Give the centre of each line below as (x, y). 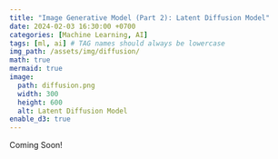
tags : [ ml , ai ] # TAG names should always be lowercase (117, 43)
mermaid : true (36, 69)
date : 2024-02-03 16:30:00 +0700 (73, 26)
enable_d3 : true (40, 119)
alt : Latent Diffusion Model (73, 111)
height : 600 (40, 102)
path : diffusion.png (56, 85)
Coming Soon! (36, 145)
